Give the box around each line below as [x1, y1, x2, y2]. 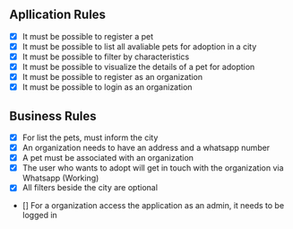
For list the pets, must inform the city [22, 132, 159, 143]
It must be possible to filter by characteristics [22, 51, 190, 62]
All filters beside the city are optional [22, 182, 159, 193]
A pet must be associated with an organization [22, 153, 194, 163]
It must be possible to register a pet [22, 31, 154, 41]
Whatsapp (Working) [22, 172, 99, 183]
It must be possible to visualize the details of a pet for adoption [22, 62, 255, 72]
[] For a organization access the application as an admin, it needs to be [22, 200, 285, 211]
